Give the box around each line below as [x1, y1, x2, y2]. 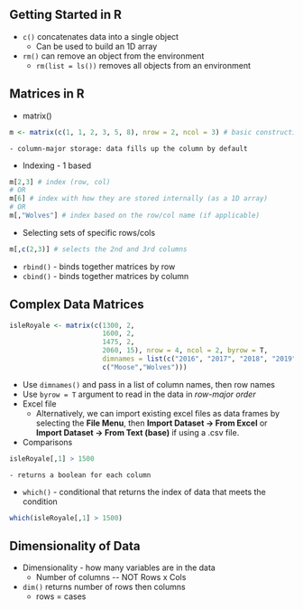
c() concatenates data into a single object [22, 31, 179, 42]
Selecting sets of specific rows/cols [22, 227, 156, 238]
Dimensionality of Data [9, 538, 141, 554]
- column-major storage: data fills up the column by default [9, 144, 248, 153]
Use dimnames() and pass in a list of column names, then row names [22, 379, 275, 389]
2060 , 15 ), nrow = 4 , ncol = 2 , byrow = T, [102, 346, 269, 355]
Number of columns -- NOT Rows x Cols [35, 572, 187, 583]
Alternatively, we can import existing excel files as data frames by [35, 408, 280, 418]
